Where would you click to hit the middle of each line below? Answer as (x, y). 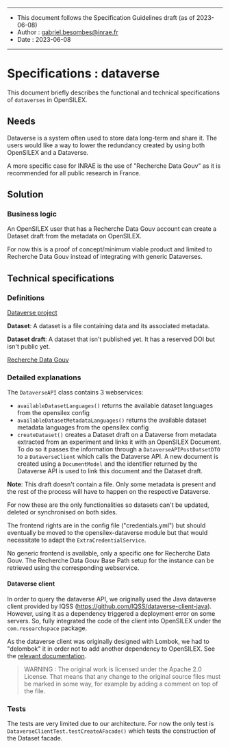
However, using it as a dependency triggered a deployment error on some (111, 613)
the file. (35, 691)
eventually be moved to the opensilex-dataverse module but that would (107, 533)
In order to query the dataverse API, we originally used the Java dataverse (112, 599)
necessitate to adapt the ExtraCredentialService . (77, 540)
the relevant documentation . (47, 656)
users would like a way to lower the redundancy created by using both (106, 145)
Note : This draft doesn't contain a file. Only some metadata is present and (112, 484)
